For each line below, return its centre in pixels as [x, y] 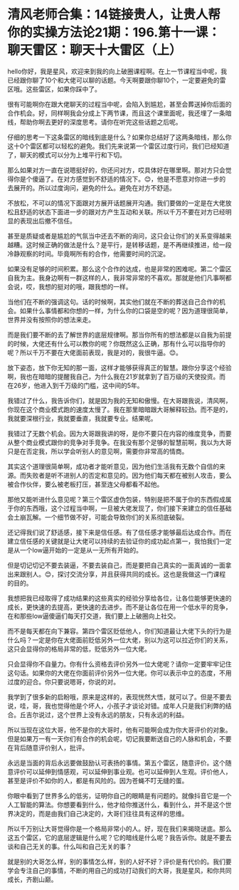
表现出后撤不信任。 [48, 221]
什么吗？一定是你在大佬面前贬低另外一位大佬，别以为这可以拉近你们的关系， [119, 640]
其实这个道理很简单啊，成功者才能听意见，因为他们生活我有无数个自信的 [113, 466]
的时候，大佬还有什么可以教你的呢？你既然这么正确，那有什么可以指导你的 [116, 343]
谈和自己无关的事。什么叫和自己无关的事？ [70, 846]
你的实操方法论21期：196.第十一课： [114, 32]
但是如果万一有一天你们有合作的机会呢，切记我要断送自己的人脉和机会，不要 [119, 738]
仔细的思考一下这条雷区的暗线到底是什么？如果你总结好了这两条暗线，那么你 [119, 137]
